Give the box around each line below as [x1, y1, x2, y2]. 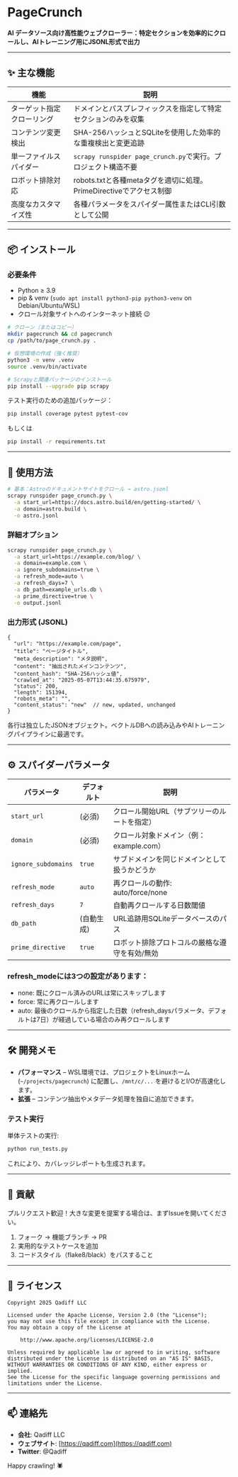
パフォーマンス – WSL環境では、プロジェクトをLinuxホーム [17, 1068, 191, 1076]
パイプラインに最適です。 [13, 730, 88, 738]
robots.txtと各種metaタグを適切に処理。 [73, 175, 208, 185]
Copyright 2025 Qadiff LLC [7, 1299, 87, 1306]
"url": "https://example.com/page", [13, 640, 122, 647]
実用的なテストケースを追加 [17, 1242, 99, 1250]
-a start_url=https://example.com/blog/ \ [13, 553, 141, 560]
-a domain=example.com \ [13, 559, 87, 567]
